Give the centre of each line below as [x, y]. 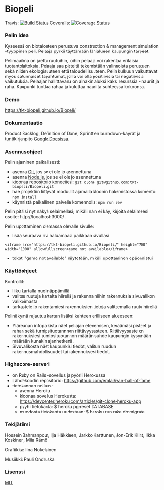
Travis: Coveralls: [37, 23]
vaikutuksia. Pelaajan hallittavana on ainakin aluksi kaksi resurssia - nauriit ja [82, 81]
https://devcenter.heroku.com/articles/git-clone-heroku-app [80, 401]
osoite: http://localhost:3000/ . [36, 217]
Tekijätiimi [18, 424]
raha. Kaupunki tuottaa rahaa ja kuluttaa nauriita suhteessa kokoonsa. [75, 87]
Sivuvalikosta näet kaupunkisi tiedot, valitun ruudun [64, 346]
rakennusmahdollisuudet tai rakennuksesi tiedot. [61, 352]
